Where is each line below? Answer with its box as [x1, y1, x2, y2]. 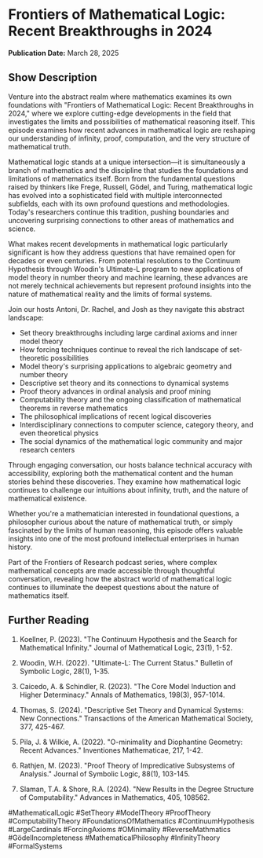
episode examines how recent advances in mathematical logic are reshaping [8, 125, 256, 134]
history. [8, 542, 33, 552]
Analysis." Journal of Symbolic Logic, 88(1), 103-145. [19, 768, 191, 779]
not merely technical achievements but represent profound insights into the [8, 280, 252, 290]
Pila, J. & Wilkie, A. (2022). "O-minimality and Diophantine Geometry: [19, 737, 243, 746]
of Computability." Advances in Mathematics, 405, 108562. [19, 792, 210, 802]
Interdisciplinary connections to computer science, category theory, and [19, 420, 254, 429]
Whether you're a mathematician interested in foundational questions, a [8, 508, 239, 518]
